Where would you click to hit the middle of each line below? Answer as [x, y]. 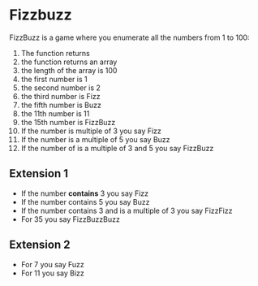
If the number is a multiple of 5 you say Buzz [95, 139]
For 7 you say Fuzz [52, 264]
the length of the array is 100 [69, 70]
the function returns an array [69, 62]
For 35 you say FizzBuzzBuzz [70, 219]
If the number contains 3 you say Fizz [85, 193]
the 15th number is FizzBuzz [68, 122]
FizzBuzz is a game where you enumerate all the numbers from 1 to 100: [129, 37]
